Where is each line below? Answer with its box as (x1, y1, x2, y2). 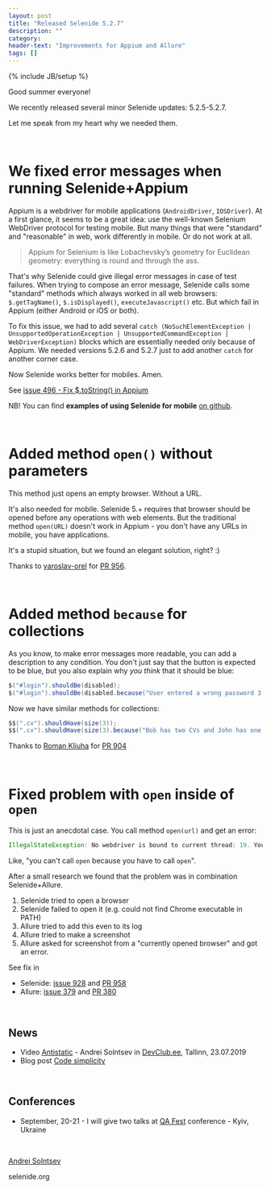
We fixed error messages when (8, 162, 222, 181)
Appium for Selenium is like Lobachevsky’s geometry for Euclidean (27, 247, 250, 256)
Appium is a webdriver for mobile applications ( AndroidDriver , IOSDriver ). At (8, 206, 263, 215)
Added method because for (8, 605, 188, 623)
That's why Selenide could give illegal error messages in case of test (8, 271, 237, 281)
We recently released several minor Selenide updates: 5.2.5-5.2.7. (8, 102, 227, 112)
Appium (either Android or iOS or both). (8, 306, 140, 315)
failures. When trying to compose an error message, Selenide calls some (8, 280, 250, 289)
